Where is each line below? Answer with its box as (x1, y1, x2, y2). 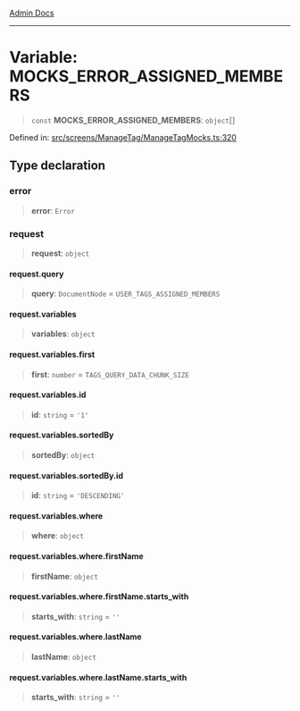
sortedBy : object (30, 449, 96, 460)
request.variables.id (9, 389, 87, 401)
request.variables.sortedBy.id (9, 470, 123, 481)
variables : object (30, 328, 96, 339)
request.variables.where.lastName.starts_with (9, 672, 187, 682)
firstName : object (30, 571, 98, 581)
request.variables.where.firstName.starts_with (9, 591, 189, 602)
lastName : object (30, 651, 96, 662)
